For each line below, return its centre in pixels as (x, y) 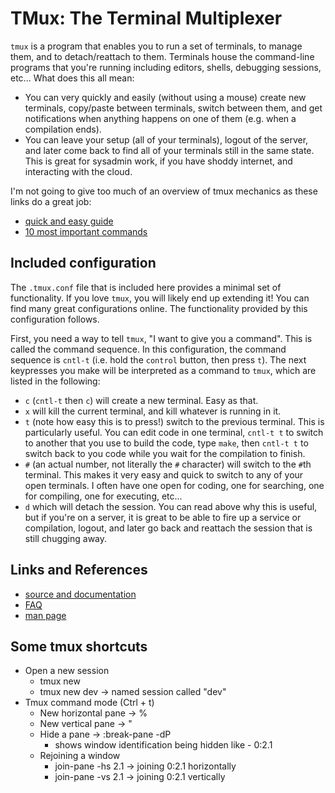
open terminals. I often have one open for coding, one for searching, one (174, 485)
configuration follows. (55, 319)
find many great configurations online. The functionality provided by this (159, 308)
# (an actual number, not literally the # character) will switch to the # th (168, 464)
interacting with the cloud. (78, 171)
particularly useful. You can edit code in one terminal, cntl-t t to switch (174, 432)
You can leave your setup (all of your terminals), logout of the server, (166, 139)
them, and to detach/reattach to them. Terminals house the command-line (162, 56)
